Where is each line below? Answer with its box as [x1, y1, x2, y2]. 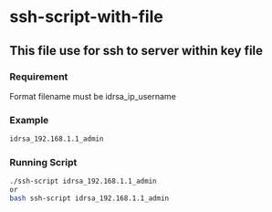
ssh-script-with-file [9, 6, 164, 27]
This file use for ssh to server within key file [9, 43, 263, 58]
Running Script [9, 155, 78, 168]
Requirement [9, 70, 68, 83]
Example [9, 113, 49, 126]
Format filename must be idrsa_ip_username [9, 90, 176, 101]
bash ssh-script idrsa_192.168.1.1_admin [9, 194, 170, 203]
